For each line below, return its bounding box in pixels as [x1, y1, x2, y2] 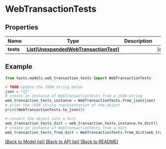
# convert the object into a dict [5, 116, 77, 121]
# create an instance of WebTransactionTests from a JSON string [5, 93, 142, 99]
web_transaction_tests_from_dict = [5, 130, 79, 135]
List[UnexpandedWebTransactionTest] [26, 46, 120, 53]
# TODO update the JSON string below [5, 85, 83, 89]
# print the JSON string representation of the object [5, 103, 121, 108]
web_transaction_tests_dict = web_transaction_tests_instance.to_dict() [5, 120, 158, 126]
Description [124, 38, 152, 44]
